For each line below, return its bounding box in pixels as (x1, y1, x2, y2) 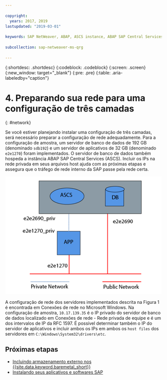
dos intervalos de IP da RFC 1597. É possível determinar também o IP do (5, 320, 153, 326)
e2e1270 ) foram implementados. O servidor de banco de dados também (5, 150, 152, 156)
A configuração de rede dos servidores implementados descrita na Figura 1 (5, 299, 160, 305)
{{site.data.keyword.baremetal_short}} (12, 364, 91, 370)
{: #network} (5, 120, 31, 126)
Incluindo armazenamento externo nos (12, 359, 92, 365)
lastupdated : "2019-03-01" (5, 24, 61, 29)
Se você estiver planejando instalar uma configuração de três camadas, (5, 129, 153, 135)
